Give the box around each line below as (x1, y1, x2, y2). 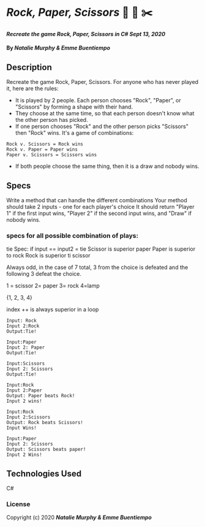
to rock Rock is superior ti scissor (6, 252, 91, 259)
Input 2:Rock (6, 323, 40, 329)
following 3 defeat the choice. (6, 270, 81, 278)
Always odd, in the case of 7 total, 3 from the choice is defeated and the (6, 263, 188, 271)
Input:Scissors (6, 360, 45, 367)
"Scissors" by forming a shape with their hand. (15, 103, 133, 111)
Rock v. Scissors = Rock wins (6, 141, 84, 148)
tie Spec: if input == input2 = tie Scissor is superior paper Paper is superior (6, 245, 196, 252)
